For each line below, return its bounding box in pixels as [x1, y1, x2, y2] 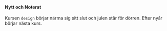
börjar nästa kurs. [5, 20, 42, 26]
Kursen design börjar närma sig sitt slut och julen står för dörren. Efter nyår [5, 15, 162, 21]
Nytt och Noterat [5, 4, 41, 10]
